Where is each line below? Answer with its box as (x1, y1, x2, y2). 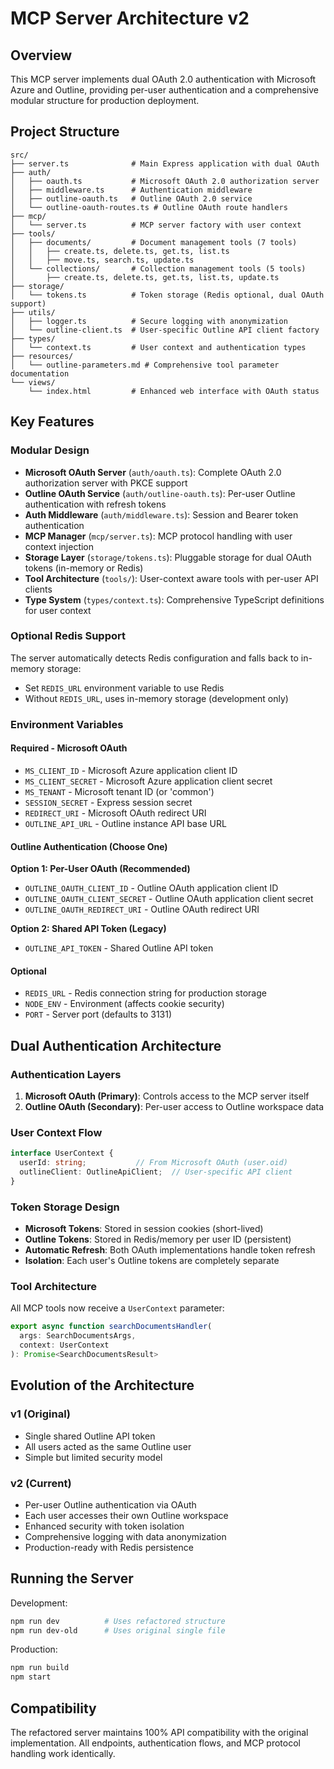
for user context (24, 604, 92, 616)
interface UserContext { (10, 1148, 114, 1159)
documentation (10, 368, 70, 379)
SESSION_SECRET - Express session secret (24, 796, 193, 808)
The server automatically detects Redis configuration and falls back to (10, 652, 299, 664)
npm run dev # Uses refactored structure (10, 1616, 226, 1626)
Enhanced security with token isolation (24, 1520, 185, 1532)
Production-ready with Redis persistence (24, 1541, 194, 1553)
